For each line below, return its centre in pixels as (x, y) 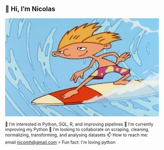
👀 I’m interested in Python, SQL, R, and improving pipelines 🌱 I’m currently (79, 124)
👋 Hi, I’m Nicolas (30, 9)
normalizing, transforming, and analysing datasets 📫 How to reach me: (77, 135)
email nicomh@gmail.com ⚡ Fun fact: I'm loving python (60, 142)
